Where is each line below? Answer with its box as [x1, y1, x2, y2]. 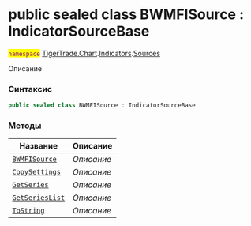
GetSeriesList [12, 194, 66, 202]
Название [19, 141, 58, 152]
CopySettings [12, 168, 62, 177]
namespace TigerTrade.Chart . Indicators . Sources [8, 48, 160, 58]
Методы [8, 120, 42, 131]
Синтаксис [8, 83, 53, 94]
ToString [12, 206, 45, 215]
